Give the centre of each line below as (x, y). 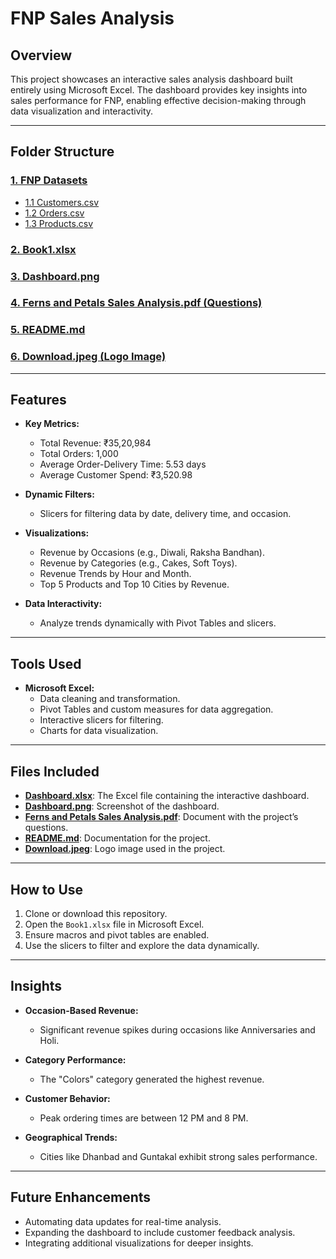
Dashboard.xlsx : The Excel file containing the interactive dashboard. (167, 796)
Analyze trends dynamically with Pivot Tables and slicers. (158, 623)
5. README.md (48, 330)
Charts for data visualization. (99, 731)
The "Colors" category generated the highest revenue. (152, 1079)
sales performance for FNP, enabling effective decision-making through (158, 100)
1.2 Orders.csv (54, 213)
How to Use (47, 889)
